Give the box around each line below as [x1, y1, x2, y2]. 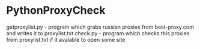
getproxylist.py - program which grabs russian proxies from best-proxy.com [6, 23, 194, 30]
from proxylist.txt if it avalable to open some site [6, 36, 126, 43]
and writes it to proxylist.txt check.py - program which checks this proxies [6, 29, 190, 36]
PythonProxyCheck [6, 4, 106, 17]
